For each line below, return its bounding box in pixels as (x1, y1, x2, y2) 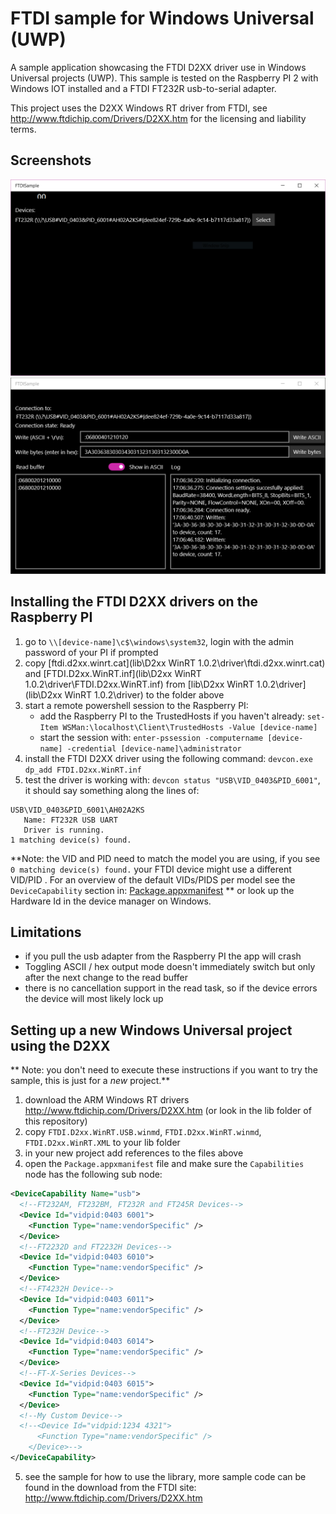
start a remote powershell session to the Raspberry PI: (24, 699, 249, 711)
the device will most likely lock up (24, 993, 164, 1005)
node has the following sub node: (24, 1168, 163, 1181)
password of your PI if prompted (24, 646, 159, 658)
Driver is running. (23, 825, 105, 835)
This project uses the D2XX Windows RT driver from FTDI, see (10, 102, 268, 114)
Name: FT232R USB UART (23, 815, 118, 825)
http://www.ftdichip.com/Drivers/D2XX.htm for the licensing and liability (10, 112, 307, 124)
